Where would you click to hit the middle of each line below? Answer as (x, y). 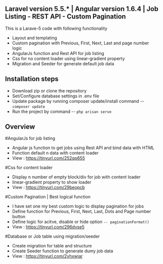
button (19, 217)
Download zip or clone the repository (49, 91)
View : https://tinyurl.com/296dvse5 (48, 227)
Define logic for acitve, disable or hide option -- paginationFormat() (81, 222)
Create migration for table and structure (52, 246)
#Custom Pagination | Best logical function (48, 197)
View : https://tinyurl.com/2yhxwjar (47, 256)
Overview (20, 127)
